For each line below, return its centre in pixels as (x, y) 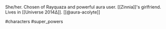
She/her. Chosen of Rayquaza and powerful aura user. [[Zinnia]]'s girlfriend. (83, 7)
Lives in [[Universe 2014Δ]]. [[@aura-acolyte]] (53, 12)
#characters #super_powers (34, 22)
